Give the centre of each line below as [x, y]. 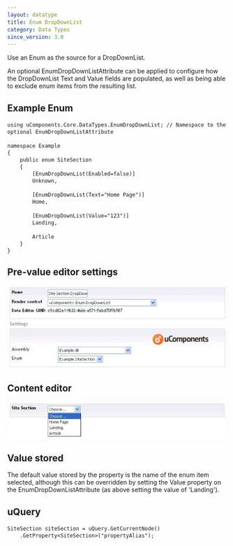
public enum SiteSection [56, 160]
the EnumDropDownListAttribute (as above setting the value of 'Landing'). [113, 490]
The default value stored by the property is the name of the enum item [108, 475]
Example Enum [40, 108]
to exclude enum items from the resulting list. [72, 86]
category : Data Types [39, 29]
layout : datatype [32, 15]
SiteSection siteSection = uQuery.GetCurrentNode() [84, 529]
